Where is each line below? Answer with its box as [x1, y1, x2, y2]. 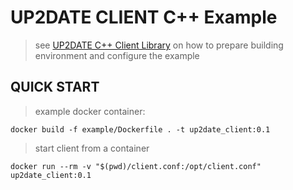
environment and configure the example [34, 49, 200, 61]
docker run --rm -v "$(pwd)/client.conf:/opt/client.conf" [10, 161, 262, 171]
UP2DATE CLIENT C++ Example [10, 6, 278, 29]
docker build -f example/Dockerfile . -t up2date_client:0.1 [10, 124, 271, 135]
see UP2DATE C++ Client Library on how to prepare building [34, 39, 284, 51]
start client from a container [34, 142, 150, 154]
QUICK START [10, 79, 100, 96]
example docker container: [34, 105, 146, 117]
